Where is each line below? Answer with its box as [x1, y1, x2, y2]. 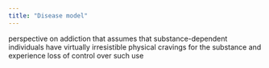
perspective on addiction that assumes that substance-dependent [8, 34, 228, 43]
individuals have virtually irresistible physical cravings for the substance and [8, 42, 262, 52]
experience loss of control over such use [8, 50, 144, 60]
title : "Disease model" [8, 11, 89, 20]
